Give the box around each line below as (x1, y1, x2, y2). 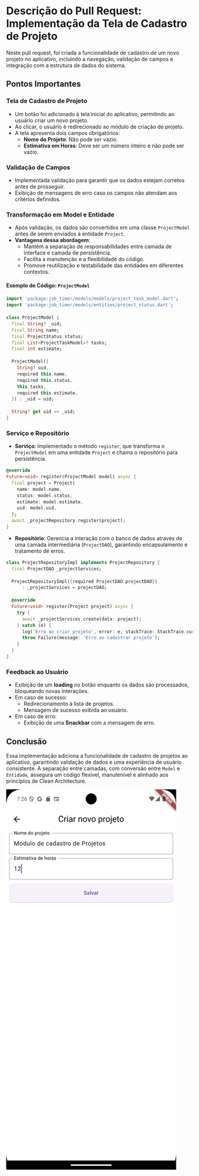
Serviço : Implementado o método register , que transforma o (14, 443, 165, 450)
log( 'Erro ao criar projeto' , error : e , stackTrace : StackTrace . (21, 629, 187, 635)
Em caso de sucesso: (14, 694, 67, 701)
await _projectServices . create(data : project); (21, 616, 142, 622)
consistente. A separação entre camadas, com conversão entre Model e (6, 765, 181, 772)
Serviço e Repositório (6, 429, 70, 437)
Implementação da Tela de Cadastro (6, 17, 188, 30)
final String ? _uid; (11, 321, 62, 327)
